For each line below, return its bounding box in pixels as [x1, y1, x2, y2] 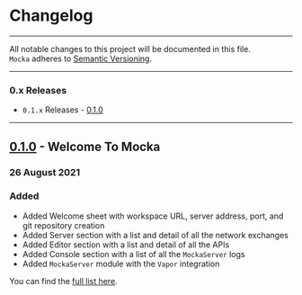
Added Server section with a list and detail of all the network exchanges [22, 229, 289, 240]
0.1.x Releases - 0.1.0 [22, 104, 103, 115]
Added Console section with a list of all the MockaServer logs [22, 248, 245, 259]
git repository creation [22, 219, 105, 230]
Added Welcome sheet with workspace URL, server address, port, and [22, 210, 284, 221]
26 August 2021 [9, 165, 81, 178]
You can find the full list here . [9, 275, 119, 286]
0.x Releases [9, 84, 67, 96]
